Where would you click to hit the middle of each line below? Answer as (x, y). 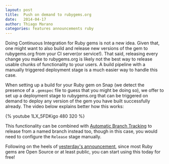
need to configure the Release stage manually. (53, 137)
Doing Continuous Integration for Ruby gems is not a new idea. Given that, (82, 43)
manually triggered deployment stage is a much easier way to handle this (81, 70)
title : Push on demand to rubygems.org (49, 15)
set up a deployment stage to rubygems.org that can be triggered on (77, 96)
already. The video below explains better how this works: (65, 106)
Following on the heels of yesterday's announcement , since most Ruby (79, 146)
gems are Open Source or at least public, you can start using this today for (83, 152)
